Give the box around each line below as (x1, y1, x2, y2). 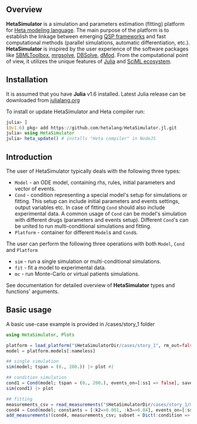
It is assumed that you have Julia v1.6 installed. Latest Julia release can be (6, 90, 186, 97)
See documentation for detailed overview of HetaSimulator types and (6, 281, 175, 288)
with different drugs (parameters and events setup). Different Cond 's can (14, 216, 189, 223)
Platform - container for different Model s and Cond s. (14, 228, 138, 235)
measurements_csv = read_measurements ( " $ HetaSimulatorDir (6, 402, 151, 408)
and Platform (6, 246, 38, 253)
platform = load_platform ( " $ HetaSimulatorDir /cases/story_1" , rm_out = (6, 342, 182, 348)
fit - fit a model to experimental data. (14, 264, 107, 271)
